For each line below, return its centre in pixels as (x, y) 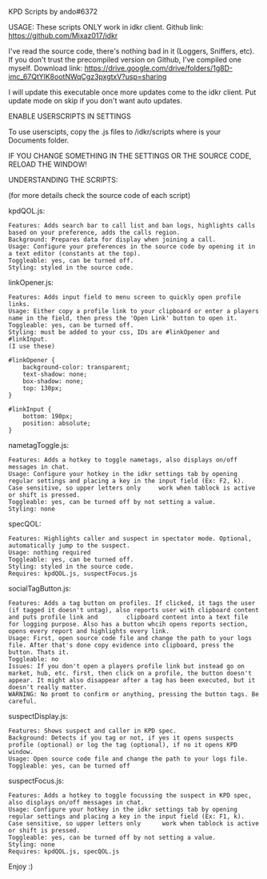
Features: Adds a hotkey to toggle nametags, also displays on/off (123, 460)
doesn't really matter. (48, 687)
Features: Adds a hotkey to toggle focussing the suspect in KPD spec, (130, 796)
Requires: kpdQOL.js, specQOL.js (64, 852)
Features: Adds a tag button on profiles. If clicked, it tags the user (132, 603)
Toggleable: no (34, 659)
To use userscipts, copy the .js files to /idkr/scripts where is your (115, 132)
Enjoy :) (21, 866)
